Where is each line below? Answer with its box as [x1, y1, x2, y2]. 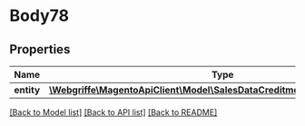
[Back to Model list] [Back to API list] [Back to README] [9, 107, 218, 118]
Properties [9, 42, 71, 57]
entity [14, 83, 41, 96]
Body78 [9, 5, 70, 26]
